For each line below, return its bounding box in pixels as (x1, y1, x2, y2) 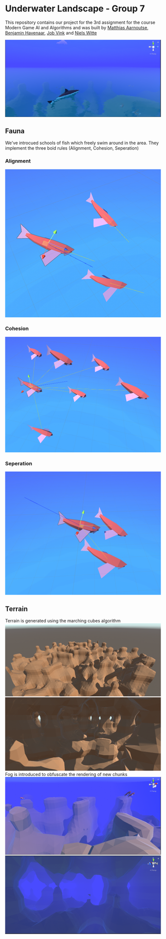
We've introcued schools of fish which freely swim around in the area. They (5, 140, 159, 146)
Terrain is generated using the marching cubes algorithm (5, 617, 121, 623)
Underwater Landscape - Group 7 (5, 3, 145, 14)
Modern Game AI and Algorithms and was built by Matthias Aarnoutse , (5, 24, 149, 30)
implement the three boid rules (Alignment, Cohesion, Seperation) (5, 145, 139, 151)
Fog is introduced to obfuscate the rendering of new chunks (5, 772, 127, 777)
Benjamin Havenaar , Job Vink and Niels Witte (5, 30, 97, 36)
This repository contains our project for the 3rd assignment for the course (5, 19, 156, 25)
